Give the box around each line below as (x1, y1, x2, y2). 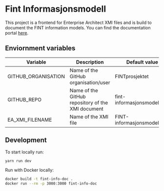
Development (5, 136, 47, 145)
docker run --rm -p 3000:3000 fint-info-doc (5, 181, 97, 186)
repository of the (69, 99, 108, 106)
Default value (126, 59, 159, 65)
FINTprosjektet (114, 73, 149, 80)
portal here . (5, 30, 28, 36)
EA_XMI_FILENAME (7, 116, 52, 123)
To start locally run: (5, 149, 44, 155)
